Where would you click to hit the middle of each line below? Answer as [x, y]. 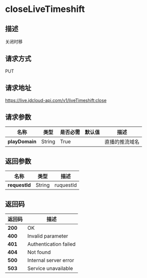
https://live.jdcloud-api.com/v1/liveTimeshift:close [56, 100]
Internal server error [51, 261]
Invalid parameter [48, 236]
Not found [39, 252]
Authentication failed [51, 244]
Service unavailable [50, 269]
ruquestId [66, 185]
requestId [19, 185]
